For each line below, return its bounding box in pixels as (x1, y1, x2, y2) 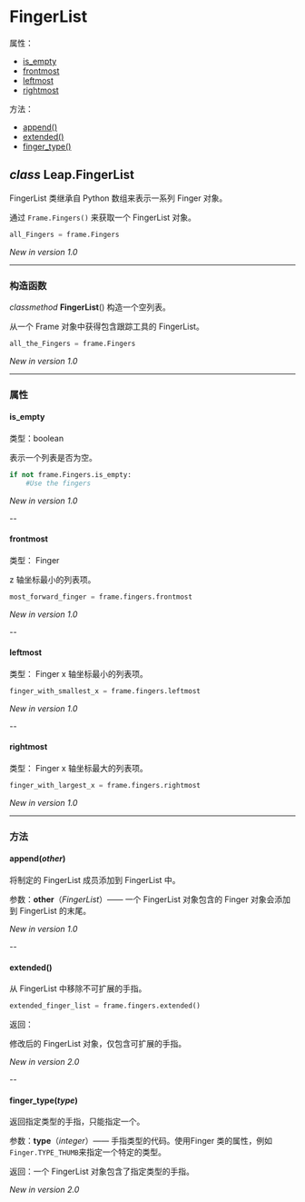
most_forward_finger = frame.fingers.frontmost (9, 592, 193, 601)
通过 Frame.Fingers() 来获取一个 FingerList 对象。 (9, 212, 197, 223)
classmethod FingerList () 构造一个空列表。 (9, 302, 171, 313)
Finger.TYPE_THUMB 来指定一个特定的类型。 (9, 1147, 166, 1157)
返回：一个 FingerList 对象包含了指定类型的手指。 (9, 1166, 195, 1177)
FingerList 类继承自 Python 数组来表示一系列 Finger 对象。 (9, 193, 228, 204)
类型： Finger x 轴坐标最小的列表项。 (9, 668, 148, 679)
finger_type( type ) (9, 1095, 79, 1106)
